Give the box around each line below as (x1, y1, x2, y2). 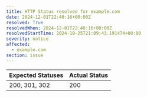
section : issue (6, 52, 44, 58)
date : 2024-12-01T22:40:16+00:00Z (6, 14, 92, 20)
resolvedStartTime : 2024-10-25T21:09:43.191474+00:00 (6, 31, 142, 36)
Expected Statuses (9, 71, 64, 79)
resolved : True (6, 19, 44, 25)
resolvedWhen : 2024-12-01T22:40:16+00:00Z (6, 25, 112, 31)
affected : (6, 42, 31, 48)
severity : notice (6, 36, 49, 42)
